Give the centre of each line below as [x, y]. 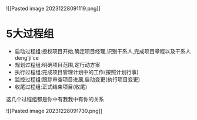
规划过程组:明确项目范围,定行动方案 [57, 64]
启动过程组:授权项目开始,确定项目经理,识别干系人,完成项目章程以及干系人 [103, 51]
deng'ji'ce [27, 57]
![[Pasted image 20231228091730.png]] [54, 111]
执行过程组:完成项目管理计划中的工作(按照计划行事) [77, 72]
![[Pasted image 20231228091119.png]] [54, 8]
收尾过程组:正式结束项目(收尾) [51, 87]
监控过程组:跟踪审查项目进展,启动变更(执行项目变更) [77, 79]
